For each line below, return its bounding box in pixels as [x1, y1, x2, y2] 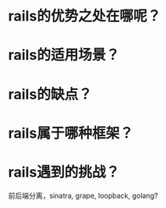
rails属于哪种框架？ [8, 124, 134, 142]
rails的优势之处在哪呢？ [8, 7, 161, 25]
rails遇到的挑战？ [8, 163, 120, 181]
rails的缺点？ [8, 85, 93, 103]
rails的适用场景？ [8, 46, 120, 64]
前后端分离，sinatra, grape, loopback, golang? [8, 191, 159, 200]
